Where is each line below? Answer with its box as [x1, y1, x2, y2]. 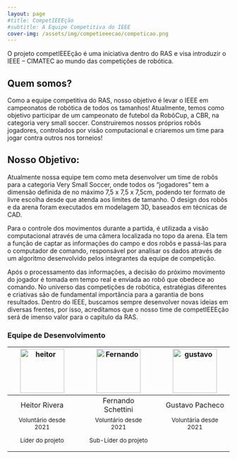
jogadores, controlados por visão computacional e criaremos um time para [7, 126, 224, 135]
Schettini [104, 405, 133, 415]
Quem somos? [7, 77, 73, 89]
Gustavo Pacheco [165, 400, 224, 410]
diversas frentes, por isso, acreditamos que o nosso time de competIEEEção [7, 305, 229, 314]
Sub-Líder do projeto [89, 436, 148, 444]
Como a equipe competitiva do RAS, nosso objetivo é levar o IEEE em [7, 96, 209, 105]
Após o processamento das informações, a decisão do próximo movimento [7, 268, 226, 276]
